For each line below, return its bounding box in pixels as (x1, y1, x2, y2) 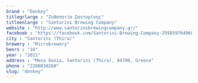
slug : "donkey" (6, 68, 44, 74)
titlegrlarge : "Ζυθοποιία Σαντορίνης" (6, 14, 104, 20)
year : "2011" (6, 52, 41, 58)
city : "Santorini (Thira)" (6, 36, 75, 41)
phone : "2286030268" (6, 63, 60, 69)
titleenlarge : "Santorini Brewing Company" (6, 19, 117, 25)
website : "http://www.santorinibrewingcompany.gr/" (6, 25, 138, 31)
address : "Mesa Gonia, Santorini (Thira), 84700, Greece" (6, 57, 154, 63)
